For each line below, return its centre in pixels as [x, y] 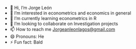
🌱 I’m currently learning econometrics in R [53, 18]
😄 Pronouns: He [27, 36]
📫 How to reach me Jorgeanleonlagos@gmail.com [62, 29]
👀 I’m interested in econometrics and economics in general [70, 13]
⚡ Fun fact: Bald [26, 42]
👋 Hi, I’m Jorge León [31, 8]
